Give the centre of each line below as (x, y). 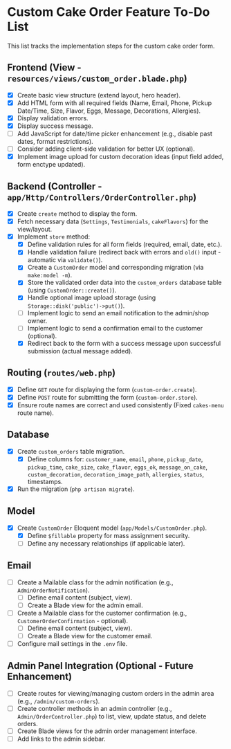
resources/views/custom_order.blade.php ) (98, 78)
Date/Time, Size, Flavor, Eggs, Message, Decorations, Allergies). (109, 111)
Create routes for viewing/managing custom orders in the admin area (115, 693)
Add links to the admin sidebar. (61, 739)
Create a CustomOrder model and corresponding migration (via (115, 268)
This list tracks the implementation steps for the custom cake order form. (111, 46)
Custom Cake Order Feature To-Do (109, 12)
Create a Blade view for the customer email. (90, 636)
